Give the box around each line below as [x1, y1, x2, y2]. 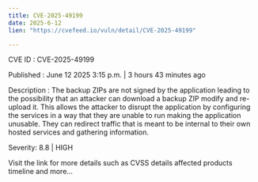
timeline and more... [8, 167, 74, 176]
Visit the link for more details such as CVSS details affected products [8, 158, 233, 168]
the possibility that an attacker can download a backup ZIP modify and [8, 94, 239, 104]
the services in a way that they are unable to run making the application [8, 111, 241, 120]
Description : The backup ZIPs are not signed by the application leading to [8, 85, 250, 95]
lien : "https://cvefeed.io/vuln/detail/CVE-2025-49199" [8, 26, 196, 34]
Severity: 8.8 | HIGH [8, 143, 74, 153]
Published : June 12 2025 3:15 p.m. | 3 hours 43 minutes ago [8, 70, 206, 80]
